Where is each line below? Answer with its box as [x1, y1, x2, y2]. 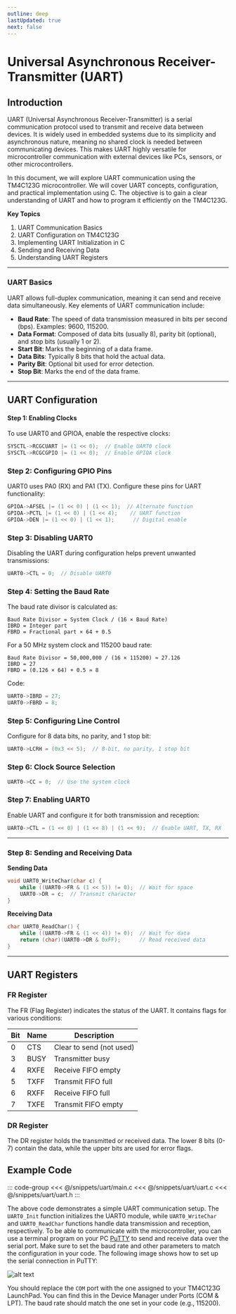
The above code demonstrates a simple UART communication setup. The [7, 1204, 219, 1213]
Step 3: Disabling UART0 [7, 533, 93, 543]
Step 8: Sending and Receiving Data [7, 847, 132, 857]
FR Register [7, 990, 48, 1000]
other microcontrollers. [7, 160, 74, 169]
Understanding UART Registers [17, 253, 108, 262]
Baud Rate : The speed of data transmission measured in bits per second [17, 315, 228, 323]
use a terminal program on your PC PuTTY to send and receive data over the [7, 1234, 229, 1242]
